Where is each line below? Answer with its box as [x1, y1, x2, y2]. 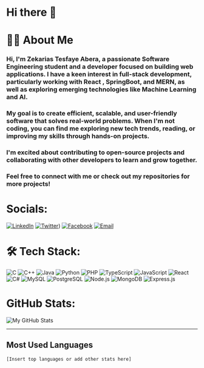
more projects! [6, 180, 50, 188]
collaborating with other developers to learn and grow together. [6, 156, 197, 165]
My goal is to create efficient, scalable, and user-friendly [6, 109, 177, 118]
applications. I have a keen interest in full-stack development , [6, 70, 192, 78]
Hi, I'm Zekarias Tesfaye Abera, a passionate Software [6, 55, 170, 63]
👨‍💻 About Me [6, 33, 74, 47]
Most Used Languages [6, 340, 93, 350]
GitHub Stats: [6, 297, 76, 310]
